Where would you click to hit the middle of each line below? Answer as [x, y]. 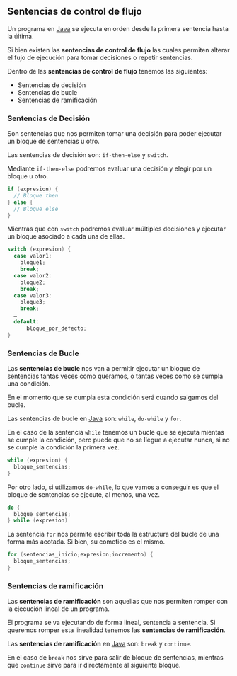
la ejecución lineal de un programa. [58, 609]
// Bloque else [36, 209]
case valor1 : [33, 256]
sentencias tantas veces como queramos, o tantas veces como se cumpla [115, 376]
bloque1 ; [33, 263]
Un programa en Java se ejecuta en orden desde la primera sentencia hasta [118, 28]
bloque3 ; [33, 302]
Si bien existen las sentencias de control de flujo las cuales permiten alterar [118, 50]
